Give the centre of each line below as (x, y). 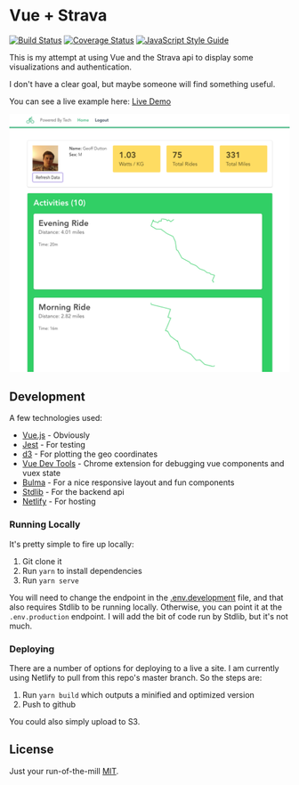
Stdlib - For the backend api (73, 492)
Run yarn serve (50, 580)
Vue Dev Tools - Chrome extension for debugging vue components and (153, 464)
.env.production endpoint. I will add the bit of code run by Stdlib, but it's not (149, 616)
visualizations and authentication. (70, 67)
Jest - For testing (54, 445)
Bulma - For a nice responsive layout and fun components (128, 482)
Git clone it (42, 561)
